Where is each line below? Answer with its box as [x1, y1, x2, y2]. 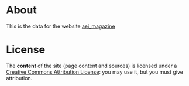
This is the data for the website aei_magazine [6, 23, 115, 30]
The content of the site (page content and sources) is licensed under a [6, 62, 177, 69]
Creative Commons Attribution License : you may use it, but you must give [6, 68, 183, 76]
